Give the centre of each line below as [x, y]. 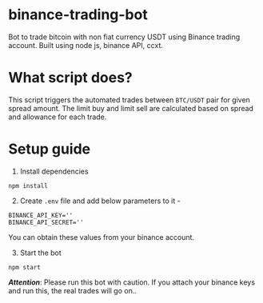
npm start [25, 267]
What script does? [71, 78]
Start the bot [40, 253]
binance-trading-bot [78, 15]
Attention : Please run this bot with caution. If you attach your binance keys [132, 282]
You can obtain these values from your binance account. [101, 237]
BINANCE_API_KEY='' [41, 215]
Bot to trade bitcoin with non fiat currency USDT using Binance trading [124, 37]
